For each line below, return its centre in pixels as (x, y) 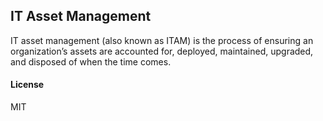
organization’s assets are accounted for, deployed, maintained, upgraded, (162, 51)
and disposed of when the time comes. (91, 61)
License (27, 85)
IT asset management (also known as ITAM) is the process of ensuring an (162, 40)
